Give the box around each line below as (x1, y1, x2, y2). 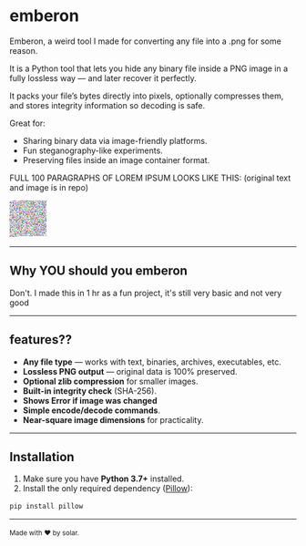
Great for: (9, 118, 46, 129)
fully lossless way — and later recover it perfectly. (9, 72, 198, 83)
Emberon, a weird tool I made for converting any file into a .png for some (9, 36, 282, 46)
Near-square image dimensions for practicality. (22, 414, 204, 425)
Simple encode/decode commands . (22, 405, 161, 416)
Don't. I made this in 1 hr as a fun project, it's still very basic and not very (9, 287, 282, 298)
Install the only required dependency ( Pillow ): (22, 483, 193, 494)
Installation (9, 448, 75, 465)
